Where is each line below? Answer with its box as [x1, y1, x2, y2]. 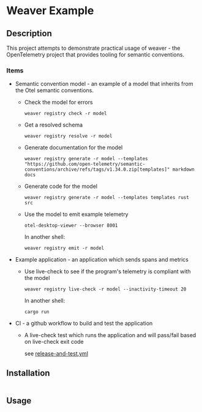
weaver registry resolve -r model [24, 133, 113, 139]
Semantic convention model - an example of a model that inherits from [15, 80, 193, 88]
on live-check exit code [24, 338, 84, 346]
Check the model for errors [24, 99, 93, 106]
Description [6, 28, 52, 39]
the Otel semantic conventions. [15, 87, 94, 94]
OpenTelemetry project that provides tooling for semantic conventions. [6, 51, 185, 58]
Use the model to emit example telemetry [24, 211, 129, 218]
